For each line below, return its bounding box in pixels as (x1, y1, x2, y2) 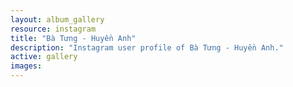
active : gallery (10, 52, 78, 62)
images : (10, 61, 43, 71)
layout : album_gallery (10, 14, 105, 25)
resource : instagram (10, 24, 97, 34)
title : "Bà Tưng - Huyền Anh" (10, 33, 137, 43)
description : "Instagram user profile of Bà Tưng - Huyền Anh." (10, 42, 284, 53)
